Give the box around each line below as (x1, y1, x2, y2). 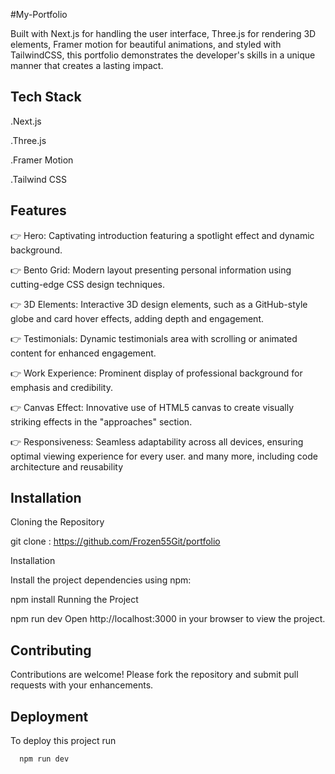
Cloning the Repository (10, 516, 105, 528)
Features (10, 202, 67, 219)
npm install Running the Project (10, 594, 139, 606)
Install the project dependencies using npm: (10, 574, 192, 586)
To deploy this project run (10, 735, 117, 747)
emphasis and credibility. (10, 381, 113, 393)
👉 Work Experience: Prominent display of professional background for (10, 367, 303, 379)
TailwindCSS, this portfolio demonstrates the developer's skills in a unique (10, 49, 316, 61)
